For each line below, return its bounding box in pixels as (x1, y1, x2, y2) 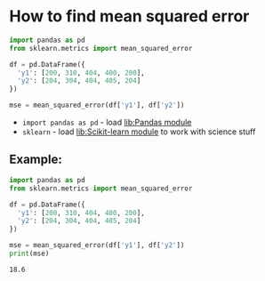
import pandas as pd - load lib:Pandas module (21, 117, 192, 128)
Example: (9, 152, 62, 167)
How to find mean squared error (9, 6, 250, 27)
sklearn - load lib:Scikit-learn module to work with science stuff (21, 126, 256, 137)
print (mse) (9, 249, 50, 258)
